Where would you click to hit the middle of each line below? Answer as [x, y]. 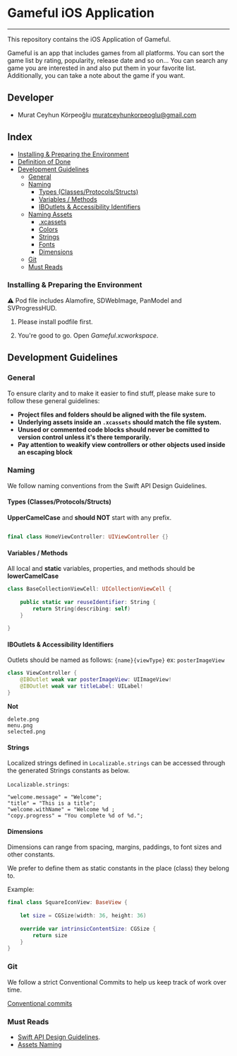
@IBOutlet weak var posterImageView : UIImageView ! [96, 680]
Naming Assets [50, 214]
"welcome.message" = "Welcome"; [55, 797]
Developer [31, 98]
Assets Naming [39, 1044]
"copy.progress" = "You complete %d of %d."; [75, 816]
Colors [48, 229]
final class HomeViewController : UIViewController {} [88, 537]
